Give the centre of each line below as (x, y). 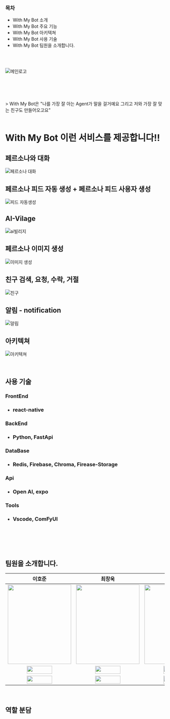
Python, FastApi (33, 437)
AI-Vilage (20, 219)
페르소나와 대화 (28, 158)
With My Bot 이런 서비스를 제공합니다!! (83, 138)
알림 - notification (33, 310)
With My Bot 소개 (30, 20)
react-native (28, 410)
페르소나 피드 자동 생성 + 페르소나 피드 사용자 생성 (78, 189)
